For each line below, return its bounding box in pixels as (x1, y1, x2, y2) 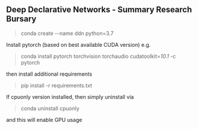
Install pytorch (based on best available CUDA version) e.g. (6, 41, 151, 48)
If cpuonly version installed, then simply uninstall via (6, 93, 134, 100)
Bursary (6, 14, 37, 24)
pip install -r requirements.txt (20, 82, 92, 89)
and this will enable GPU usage (6, 116, 83, 123)
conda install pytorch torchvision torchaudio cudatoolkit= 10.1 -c (20, 53, 177, 60)
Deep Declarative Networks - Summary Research (6, 5, 192, 15)
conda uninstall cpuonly (20, 105, 80, 112)
